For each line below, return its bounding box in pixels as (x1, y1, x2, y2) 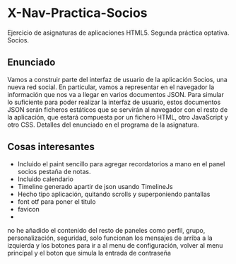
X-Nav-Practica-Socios (7, 5, 148, 21)
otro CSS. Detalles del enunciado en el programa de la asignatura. (7, 120, 199, 129)
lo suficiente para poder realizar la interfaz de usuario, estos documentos (7, 98, 221, 106)
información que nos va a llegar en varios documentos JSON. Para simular (7, 90, 224, 98)
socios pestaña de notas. (17, 167, 91, 176)
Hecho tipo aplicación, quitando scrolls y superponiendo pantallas (17, 190, 211, 198)
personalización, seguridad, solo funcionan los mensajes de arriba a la (7, 234, 213, 242)
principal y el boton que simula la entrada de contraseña (7, 248, 172, 257)
